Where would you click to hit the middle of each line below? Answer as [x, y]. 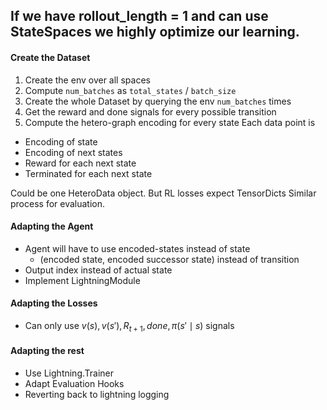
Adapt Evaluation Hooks [74, 383]
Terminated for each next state [88, 173]
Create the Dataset [50, 57]
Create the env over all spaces [87, 80]
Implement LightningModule [82, 280]
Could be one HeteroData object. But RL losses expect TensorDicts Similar [163, 193]
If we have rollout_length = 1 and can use [139, 16]
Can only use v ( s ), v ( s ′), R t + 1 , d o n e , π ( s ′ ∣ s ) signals [129, 327]
